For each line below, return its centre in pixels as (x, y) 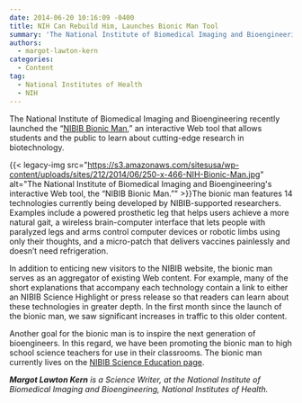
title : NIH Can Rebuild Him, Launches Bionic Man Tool (114, 26)
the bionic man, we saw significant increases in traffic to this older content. (148, 316)
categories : (31, 59)
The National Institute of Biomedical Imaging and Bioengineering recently (145, 119)
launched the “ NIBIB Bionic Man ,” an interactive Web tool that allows (136, 128)
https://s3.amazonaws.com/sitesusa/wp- (164, 165)
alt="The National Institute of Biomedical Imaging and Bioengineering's (141, 184)
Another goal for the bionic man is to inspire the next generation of (133, 333)
